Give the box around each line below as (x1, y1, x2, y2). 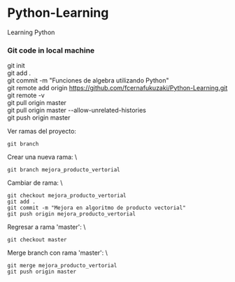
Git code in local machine (7, 45, 95, 55)
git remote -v (7, 91, 45, 99)
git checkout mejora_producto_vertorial (7, 192, 127, 199)
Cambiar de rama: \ (7, 178, 63, 187)
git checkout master (7, 237, 68, 244)
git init (7, 62, 26, 70)
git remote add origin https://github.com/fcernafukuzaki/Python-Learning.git (7, 84, 228, 92)
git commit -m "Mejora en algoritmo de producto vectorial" (7, 204, 187, 211)
